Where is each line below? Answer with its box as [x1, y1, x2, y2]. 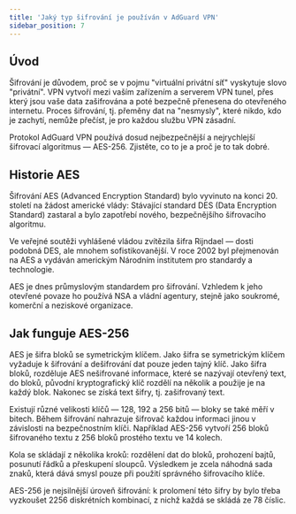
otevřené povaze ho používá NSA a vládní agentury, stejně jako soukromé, [9, 291, 280, 302]
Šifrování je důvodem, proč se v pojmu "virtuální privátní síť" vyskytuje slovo [9, 77, 287, 88]
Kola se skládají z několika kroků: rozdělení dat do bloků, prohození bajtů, [9, 449, 276, 460]
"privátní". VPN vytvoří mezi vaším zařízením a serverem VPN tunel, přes [9, 87, 274, 97]
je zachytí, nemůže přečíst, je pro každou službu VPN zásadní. [9, 115, 237, 126]
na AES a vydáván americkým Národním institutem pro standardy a [9, 255, 254, 265]
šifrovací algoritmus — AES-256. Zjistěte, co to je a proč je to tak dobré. [9, 142, 270, 152]
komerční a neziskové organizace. [9, 300, 133, 311]
